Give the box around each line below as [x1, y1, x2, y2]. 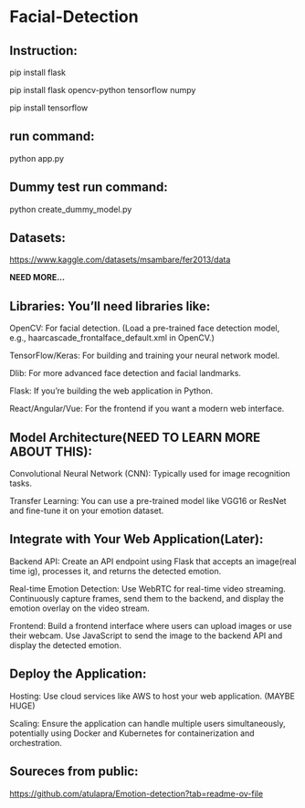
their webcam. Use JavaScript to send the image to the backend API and [9, 630, 283, 641]
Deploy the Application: [9, 666, 147, 682]
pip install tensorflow [9, 102, 89, 113]
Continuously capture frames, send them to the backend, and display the [9, 593, 285, 603]
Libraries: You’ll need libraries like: [9, 299, 211, 314]
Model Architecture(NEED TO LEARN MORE [9, 429, 261, 445]
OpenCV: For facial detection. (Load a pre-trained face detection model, [9, 322, 280, 334]
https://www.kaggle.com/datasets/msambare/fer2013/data [9, 254, 231, 266]
